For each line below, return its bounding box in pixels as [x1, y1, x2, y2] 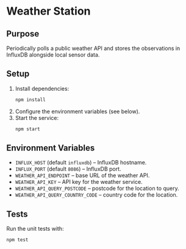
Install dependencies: [15, 85, 70, 92]
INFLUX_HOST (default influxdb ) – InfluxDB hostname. [15, 159, 147, 166]
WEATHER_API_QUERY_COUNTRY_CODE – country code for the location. [15, 191, 178, 198]
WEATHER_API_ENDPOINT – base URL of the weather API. [15, 172, 150, 179]
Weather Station [6, 4, 91, 18]
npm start [15, 126, 41, 132]
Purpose [6, 29, 40, 39]
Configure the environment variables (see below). [15, 108, 140, 115]
